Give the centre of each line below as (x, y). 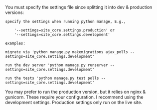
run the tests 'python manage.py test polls (52, 78)
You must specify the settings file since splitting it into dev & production (79, 7)
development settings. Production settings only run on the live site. (74, 102)
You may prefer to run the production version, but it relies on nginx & (76, 92)
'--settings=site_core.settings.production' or (64, 30)
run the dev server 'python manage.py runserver (57, 65)
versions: (14, 12)
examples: (15, 43)
